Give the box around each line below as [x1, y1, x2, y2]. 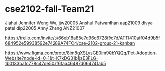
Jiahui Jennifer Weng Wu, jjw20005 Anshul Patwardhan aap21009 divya [5, 20, 153, 26]
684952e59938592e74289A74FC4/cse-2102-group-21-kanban [5, 40, 135, 46]
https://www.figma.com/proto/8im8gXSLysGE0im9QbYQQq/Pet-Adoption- [5, 50, 157, 56]
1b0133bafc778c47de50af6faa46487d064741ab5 [5, 60, 106, 66]
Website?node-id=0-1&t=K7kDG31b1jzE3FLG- [5, 55, 98, 61]
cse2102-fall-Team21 [5, 3, 94, 15]
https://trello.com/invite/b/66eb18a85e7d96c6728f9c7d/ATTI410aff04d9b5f [5, 35, 160, 41]
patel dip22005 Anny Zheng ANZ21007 [5, 25, 85, 31]
